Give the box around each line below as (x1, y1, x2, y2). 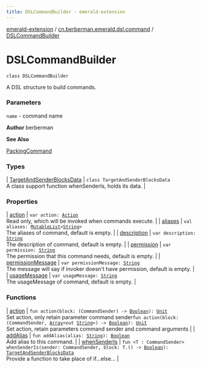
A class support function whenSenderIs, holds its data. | (6, 182, 146, 190)
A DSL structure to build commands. (6, 83, 97, 90)
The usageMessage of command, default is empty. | (6, 278, 136, 285)
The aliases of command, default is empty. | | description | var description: (6, 229, 196, 236)
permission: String (6, 247, 56, 253)
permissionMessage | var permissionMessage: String (6, 259, 140, 266)
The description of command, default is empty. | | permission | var (6, 241, 171, 248)
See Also (6, 135, 29, 142)
